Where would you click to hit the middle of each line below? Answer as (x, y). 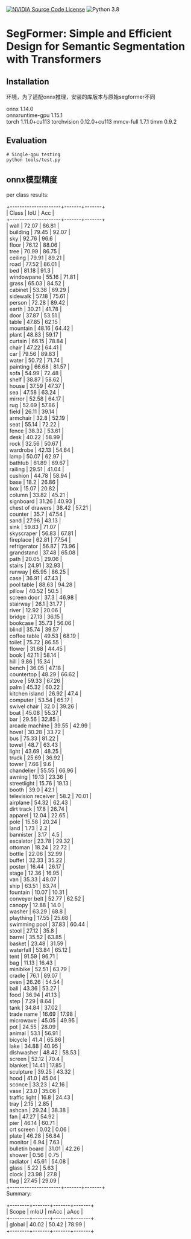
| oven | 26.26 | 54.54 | (35, 982)
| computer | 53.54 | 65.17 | (40, 700)
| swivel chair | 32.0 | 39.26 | (42, 706)
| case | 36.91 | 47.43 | (34, 578)
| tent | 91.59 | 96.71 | (32, 956)
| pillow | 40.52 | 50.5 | (34, 591)
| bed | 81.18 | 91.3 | (30, 270)
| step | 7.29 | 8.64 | (30, 1001)
